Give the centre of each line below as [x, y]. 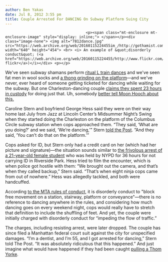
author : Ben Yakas [24, 10]
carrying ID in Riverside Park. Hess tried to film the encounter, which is [78, 161]
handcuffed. [18, 182]
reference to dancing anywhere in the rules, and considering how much [79, 202]
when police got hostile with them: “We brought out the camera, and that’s [82, 166]
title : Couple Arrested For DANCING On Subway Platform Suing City [77, 19]
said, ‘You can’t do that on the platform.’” [47, 135]
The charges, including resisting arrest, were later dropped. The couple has [83, 228]
